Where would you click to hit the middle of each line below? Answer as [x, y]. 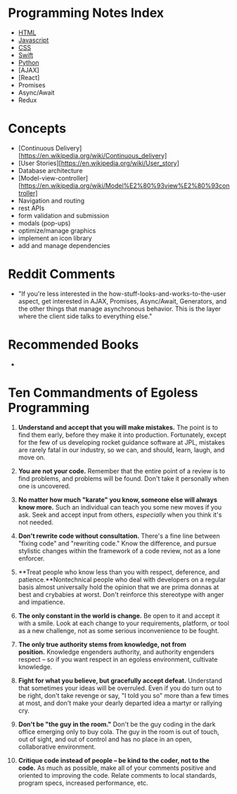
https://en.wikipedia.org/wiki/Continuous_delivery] [94, 155]
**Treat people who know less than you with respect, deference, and [119, 572]
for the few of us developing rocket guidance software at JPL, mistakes [122, 442]
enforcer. [31, 558]
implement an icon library [55, 238]
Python [28, 62]
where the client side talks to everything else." [85, 316]
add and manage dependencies [64, 246]
